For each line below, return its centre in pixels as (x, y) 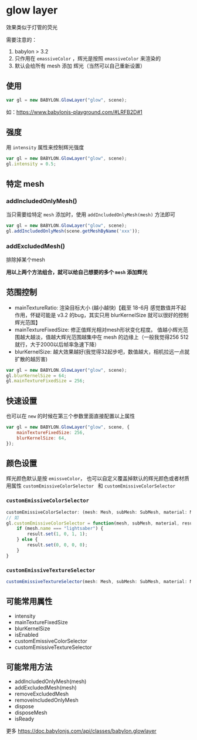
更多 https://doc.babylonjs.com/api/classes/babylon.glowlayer (81, 731)
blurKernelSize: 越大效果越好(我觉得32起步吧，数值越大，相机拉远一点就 (102, 351)
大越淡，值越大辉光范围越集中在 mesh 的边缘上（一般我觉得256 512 (107, 337)
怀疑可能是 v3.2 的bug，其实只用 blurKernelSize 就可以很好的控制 (109, 315)
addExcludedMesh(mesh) (46, 688)
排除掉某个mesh (26, 260)
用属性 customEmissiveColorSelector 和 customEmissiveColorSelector (91, 486)
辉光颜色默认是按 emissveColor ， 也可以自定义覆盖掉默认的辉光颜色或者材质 (98, 479)
